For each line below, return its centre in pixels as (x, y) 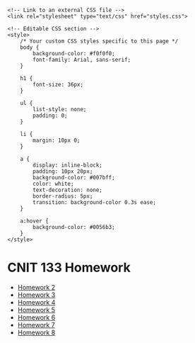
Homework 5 (36, 310)
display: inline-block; (67, 165)
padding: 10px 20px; (63, 171)
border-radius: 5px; (63, 196)
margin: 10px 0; (57, 140)
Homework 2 (36, 287)
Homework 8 (36, 332)
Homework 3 (36, 295)
